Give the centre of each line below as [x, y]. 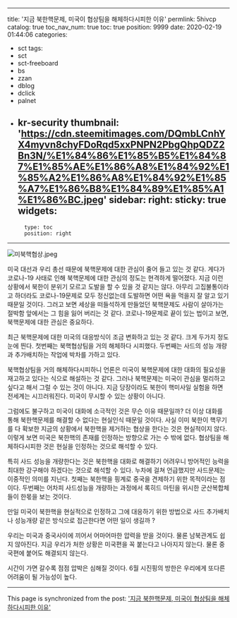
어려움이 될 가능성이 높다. [42, 576]
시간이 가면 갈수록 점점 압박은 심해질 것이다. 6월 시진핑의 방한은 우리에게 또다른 [116, 568]
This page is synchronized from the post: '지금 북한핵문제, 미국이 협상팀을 [112, 598]
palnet [27, 101]
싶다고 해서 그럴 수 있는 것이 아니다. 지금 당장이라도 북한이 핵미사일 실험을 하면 [115, 387]
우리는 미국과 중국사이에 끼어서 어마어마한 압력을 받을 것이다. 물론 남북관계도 [113, 535]
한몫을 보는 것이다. [46, 496]
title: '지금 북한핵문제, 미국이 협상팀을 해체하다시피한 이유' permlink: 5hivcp [112, 19]
